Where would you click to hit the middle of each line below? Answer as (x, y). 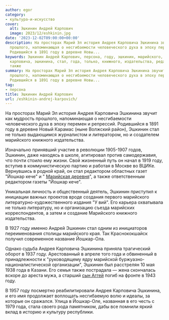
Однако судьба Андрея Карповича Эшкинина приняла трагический (78, 249)
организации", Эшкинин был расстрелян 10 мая (103, 265)
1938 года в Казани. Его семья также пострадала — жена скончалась (80, 270)
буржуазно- (132, 260)
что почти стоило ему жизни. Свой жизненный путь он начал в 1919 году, (84, 161)
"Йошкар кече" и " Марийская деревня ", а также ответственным (75, 176)
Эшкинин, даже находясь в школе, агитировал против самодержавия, (81, 155)
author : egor (19, 10)
